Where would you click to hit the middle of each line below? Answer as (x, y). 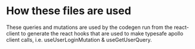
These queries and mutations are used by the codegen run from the (89, 27)
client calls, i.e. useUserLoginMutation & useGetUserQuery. (79, 40)
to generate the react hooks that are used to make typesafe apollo (102, 33)
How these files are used (69, 11)
